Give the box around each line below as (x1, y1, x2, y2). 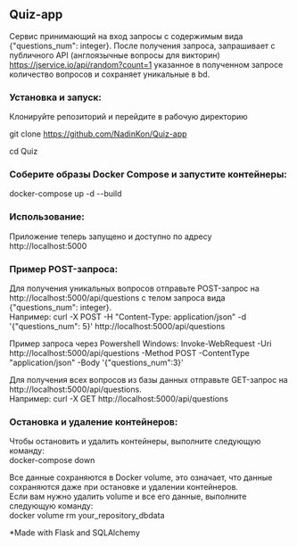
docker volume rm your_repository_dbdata (9, 510, 165, 521)
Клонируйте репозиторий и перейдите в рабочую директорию (9, 112, 248, 122)
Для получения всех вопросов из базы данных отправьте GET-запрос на (9, 375, 288, 385)
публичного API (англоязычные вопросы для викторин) (9, 49, 220, 61)
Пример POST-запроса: (9, 262, 119, 275)
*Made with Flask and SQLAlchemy (9, 527, 141, 538)
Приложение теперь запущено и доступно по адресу (9, 231, 212, 242)
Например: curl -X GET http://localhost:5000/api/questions (9, 394, 229, 404)
